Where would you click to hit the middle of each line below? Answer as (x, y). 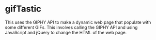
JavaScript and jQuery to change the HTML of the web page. (66, 32)
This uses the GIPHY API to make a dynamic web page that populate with (78, 22)
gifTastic (23, 9)
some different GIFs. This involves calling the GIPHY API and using (71, 27)
